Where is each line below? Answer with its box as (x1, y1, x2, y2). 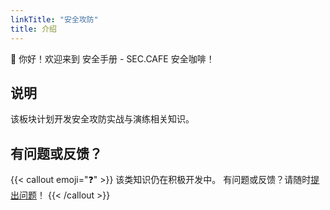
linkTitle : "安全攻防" (10, 14, 99, 25)
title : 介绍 (10, 24, 57, 34)
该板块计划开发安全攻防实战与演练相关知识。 (10, 113, 195, 125)
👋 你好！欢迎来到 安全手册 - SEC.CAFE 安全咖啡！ (10, 52, 215, 65)
